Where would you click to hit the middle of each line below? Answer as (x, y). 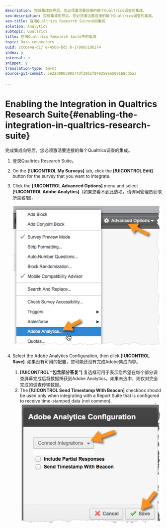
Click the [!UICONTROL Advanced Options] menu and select (75, 186)
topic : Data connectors (30, 42)
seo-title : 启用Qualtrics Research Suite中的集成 (55, 21)
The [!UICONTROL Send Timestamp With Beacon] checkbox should (90, 390)
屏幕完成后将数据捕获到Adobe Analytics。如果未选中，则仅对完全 (91, 378)
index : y (14, 52)
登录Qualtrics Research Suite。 (44, 161)
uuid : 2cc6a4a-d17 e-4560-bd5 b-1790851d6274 (53, 47)
